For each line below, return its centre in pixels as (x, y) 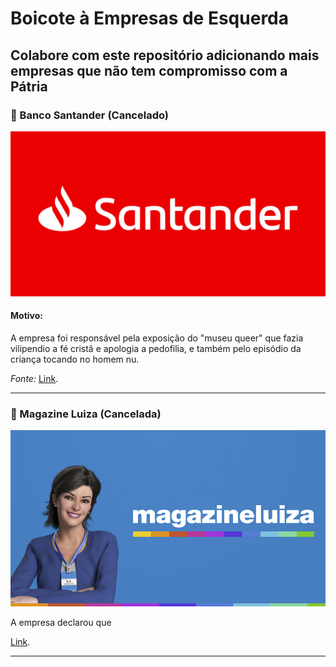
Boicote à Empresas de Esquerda (150, 18)
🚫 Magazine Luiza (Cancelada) (86, 414)
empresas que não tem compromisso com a (149, 70)
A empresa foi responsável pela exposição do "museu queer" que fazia (157, 338)
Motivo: (26, 316)
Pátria (29, 86)
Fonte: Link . (34, 378)
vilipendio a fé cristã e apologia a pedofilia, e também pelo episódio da (156, 348)
